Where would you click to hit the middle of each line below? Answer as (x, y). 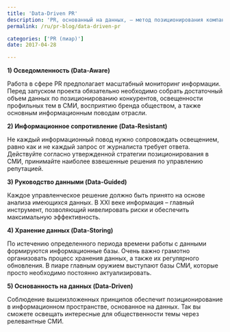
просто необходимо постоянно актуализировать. (79, 273)
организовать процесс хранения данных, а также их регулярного (103, 259)
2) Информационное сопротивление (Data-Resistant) (87, 126)
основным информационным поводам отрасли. (77, 113)
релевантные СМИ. (35, 321)
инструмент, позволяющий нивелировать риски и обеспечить (98, 210)
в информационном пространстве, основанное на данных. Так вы (104, 307)
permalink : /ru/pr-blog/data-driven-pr (64, 26)
